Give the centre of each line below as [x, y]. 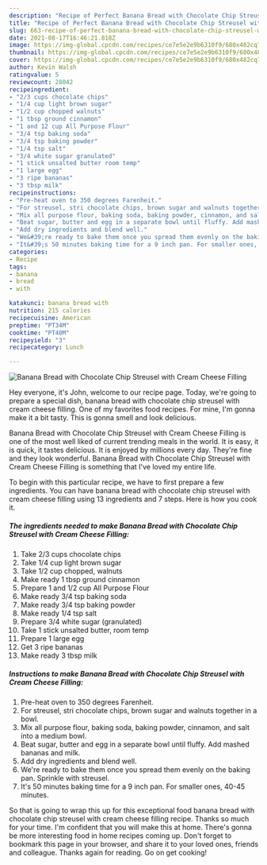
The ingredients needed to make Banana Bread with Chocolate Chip [124, 526]
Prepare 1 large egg [52, 639]
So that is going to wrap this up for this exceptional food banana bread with [132, 810]
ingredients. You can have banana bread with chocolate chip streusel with [130, 491]
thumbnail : [27, 52]
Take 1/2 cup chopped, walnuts [71, 571]
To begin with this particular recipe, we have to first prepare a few [116, 482]
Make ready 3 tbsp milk [59, 655]
